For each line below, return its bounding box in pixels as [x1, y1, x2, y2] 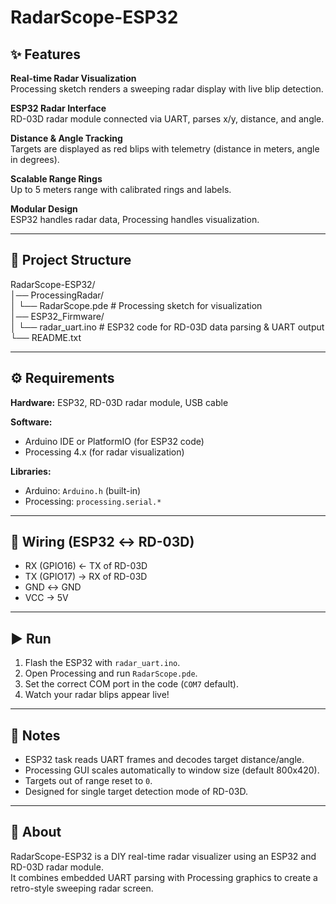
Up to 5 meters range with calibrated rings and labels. [10, 184, 232, 195]
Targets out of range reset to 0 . [24, 775, 153, 787]
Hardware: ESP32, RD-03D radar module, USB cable [10, 396, 229, 408]
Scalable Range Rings [10, 173, 103, 185]
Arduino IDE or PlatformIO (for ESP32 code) [24, 435, 205, 447]
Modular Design [10, 203, 78, 215]
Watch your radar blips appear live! [24, 689, 170, 701]
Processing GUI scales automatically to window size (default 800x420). [24, 764, 320, 776]
